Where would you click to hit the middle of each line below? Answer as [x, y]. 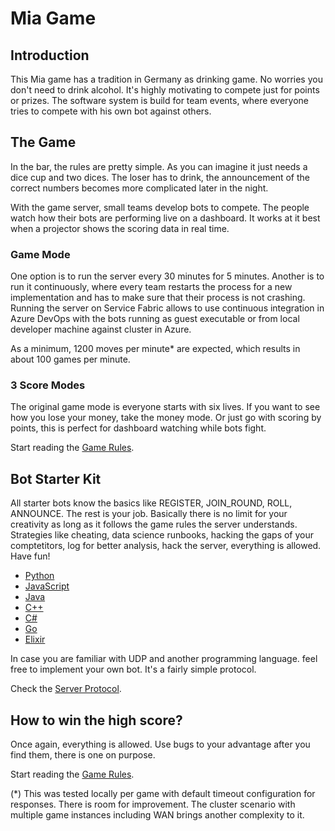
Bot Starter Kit [56, 478]
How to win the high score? [96, 720]
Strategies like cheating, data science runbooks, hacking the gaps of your [162, 535]
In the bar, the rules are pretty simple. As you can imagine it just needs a [159, 166]
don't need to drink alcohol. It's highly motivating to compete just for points [165, 90]
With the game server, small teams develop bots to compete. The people [160, 207]
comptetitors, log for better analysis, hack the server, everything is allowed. [166, 546]
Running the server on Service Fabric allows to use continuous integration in [167, 308]
